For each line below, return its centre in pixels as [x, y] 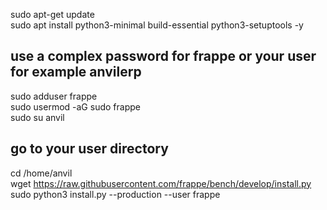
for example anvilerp [76, 72]
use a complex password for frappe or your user [163, 56]
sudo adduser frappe [54, 96]
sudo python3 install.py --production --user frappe [115, 194]
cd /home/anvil [41, 173]
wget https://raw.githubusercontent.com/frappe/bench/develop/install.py [161, 183]
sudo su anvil [37, 117]
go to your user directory [89, 149]
